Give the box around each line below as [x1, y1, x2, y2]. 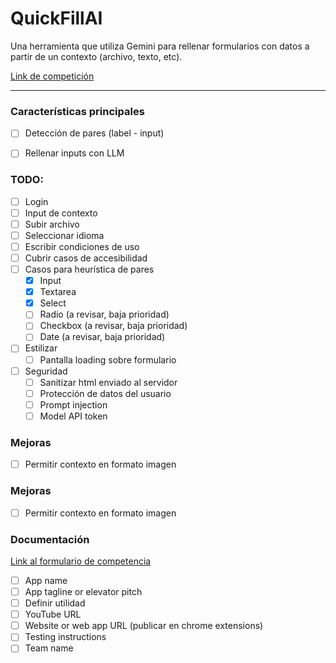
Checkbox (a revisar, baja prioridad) [39, 320, 188, 332]
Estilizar [24, 342, 58, 354]
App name [24, 574, 68, 586]
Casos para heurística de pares [24, 263, 155, 276]
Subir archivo [24, 218, 80, 230]
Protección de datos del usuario [39, 387, 172, 399]
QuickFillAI [10, 7, 103, 30]
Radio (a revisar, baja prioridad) [39, 308, 170, 321]
